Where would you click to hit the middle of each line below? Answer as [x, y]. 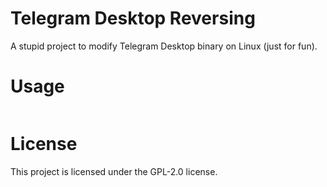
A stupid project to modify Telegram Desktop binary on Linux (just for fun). [164, 46]
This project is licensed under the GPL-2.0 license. [114, 171]
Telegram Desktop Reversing [133, 18]
